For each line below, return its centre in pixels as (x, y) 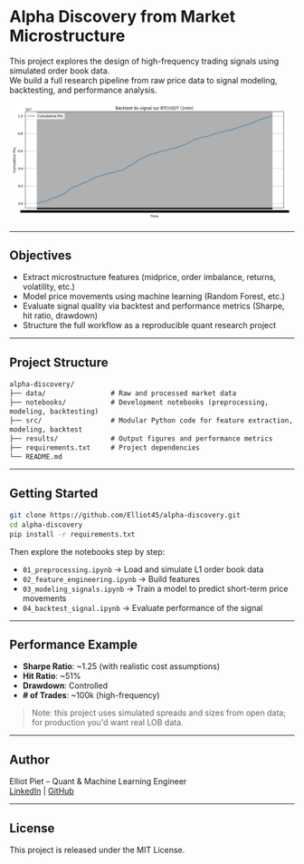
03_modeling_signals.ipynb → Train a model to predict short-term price (155, 588)
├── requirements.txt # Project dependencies (105, 448)
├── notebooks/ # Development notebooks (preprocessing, (139, 403)
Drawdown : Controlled (65, 685)
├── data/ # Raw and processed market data (123, 393)
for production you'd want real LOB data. (107, 723)
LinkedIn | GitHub (42, 791)
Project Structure (59, 362)
